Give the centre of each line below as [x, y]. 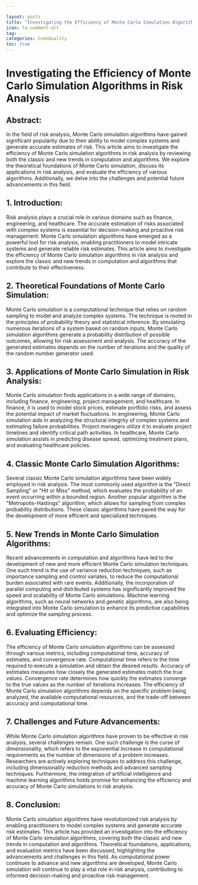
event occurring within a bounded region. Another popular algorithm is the [96, 497]
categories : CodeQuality [37, 39]
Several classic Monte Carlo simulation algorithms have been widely [89, 478]
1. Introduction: [34, 203]
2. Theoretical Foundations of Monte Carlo [85, 286]
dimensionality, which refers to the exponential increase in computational [95, 748]
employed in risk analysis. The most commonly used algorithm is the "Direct [98, 484]
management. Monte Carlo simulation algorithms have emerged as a [89, 236]
